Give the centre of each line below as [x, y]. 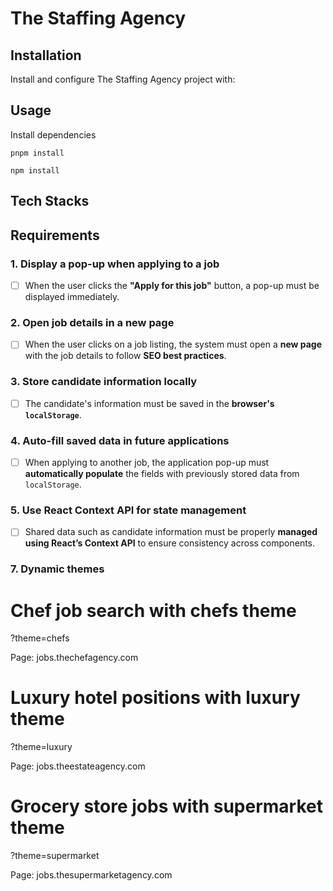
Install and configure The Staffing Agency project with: [123, 79]
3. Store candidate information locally [104, 382]
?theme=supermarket [55, 856]
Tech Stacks [50, 201]
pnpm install [37, 153]
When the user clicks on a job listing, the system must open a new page [173, 344]
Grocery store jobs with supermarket [166, 806]
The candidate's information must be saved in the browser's [149, 403]
